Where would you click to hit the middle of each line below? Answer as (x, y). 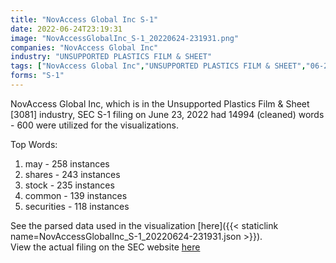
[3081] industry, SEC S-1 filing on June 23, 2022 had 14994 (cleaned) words (167, 114)
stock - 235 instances (69, 185)
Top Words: (34, 144)
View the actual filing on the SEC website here (105, 247)
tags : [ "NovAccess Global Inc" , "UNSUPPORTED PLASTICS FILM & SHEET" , (158, 66)
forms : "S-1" (37, 76)
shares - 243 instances (72, 174)
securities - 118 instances (77, 206)
